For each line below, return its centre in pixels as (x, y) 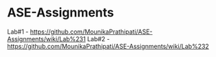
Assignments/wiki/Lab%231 (46, 38)
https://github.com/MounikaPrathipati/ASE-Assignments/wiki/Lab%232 (108, 46)
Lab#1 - (18, 32)
